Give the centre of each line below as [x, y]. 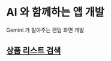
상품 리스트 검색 [34, 51]
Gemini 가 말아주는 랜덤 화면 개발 [45, 30]
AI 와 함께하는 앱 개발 [55, 12]
